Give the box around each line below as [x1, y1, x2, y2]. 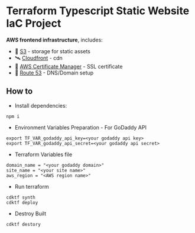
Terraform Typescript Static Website [6, 4, 190, 18]
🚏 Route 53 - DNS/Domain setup [14, 69, 94, 76]
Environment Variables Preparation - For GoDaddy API [14, 124, 147, 131]
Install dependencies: [14, 102, 67, 109]
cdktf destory [6, 221, 41, 227]
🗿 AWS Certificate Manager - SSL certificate [14, 63, 123, 70]
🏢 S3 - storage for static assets [14, 47, 90, 54]
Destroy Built [14, 210, 47, 217]
